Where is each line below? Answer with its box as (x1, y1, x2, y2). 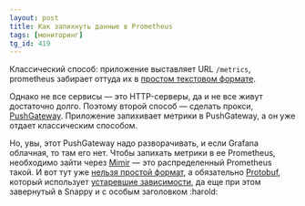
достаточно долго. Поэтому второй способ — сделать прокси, (9, 101, 253, 112)
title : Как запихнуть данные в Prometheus (9, 22, 173, 31)
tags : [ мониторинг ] (9, 30, 84, 39)
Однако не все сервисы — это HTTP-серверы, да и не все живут (9, 91, 264, 102)
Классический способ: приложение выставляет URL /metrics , (9, 64, 251, 75)
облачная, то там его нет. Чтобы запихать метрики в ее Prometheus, (9, 148, 276, 159)
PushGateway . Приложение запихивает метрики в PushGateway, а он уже (9, 110, 296, 121)
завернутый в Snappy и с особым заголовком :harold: (9, 186, 219, 197)
